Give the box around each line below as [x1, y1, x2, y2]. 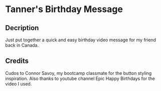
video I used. [5, 80, 32, 86]
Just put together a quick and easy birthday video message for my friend [5, 37, 156, 43]
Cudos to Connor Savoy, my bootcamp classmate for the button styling [5, 70, 152, 76]
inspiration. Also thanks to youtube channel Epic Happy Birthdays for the [5, 75, 155, 81]
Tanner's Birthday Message [5, 4, 123, 15]
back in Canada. [5, 42, 39, 48]
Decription [5, 24, 39, 32]
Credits [5, 57, 29, 65]
